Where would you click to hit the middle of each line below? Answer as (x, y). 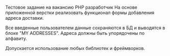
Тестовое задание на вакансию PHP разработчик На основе (71, 7)
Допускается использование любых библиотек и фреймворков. (75, 48)
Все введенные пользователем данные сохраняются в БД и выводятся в (85, 28)
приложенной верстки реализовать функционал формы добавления (80, 13)
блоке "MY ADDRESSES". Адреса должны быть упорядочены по (75, 33)
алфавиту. (16, 38)
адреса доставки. (25, 18)
